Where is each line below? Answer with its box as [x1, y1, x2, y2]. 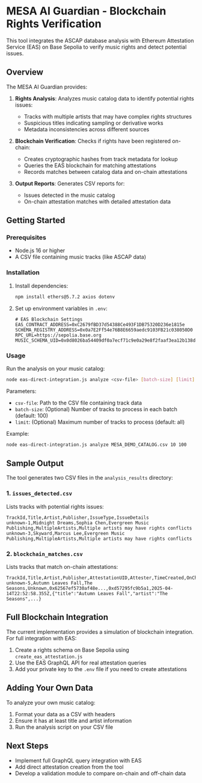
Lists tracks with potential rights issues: [6, 503, 104, 510]
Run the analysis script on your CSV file [14, 723, 113, 731]
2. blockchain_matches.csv [6, 549, 83, 558]
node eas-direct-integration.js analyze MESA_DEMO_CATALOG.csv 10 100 [6, 441, 187, 448]
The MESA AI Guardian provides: [6, 83, 88, 90]
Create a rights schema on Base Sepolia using [14, 646, 129, 654]
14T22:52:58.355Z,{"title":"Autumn [6, 591, 96, 597]
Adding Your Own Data [6, 683, 93, 693]
